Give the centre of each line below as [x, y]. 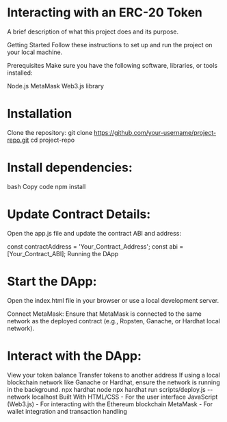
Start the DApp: [52, 281]
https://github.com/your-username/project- [155, 132]
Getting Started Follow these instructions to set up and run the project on [110, 45]
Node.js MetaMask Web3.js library [56, 86]
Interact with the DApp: [75, 356]
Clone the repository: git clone [50, 132]
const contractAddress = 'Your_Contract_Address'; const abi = [95, 246]
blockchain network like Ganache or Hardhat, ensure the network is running [113, 382]
